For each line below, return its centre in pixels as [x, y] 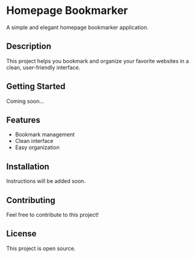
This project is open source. [41, 248]
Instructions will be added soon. [46, 181]
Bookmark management [45, 134]
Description [29, 46]
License [21, 234]
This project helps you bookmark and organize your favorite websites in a [97, 61]
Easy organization [37, 147]
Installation [28, 166]
